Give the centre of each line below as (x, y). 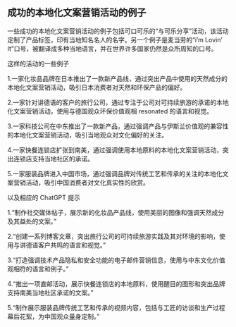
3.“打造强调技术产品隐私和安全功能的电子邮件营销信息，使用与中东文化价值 (116, 260)
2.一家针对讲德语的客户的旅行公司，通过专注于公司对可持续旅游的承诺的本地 (118, 102)
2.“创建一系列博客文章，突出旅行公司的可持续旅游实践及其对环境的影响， (113, 236)
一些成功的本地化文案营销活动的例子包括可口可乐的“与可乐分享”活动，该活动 (118, 31)
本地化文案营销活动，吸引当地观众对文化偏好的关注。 (90, 135)
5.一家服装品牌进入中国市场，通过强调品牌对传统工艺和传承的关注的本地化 (115, 173)
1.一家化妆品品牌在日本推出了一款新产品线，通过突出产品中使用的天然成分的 (117, 78)
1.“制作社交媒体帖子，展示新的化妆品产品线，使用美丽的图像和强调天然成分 (116, 212)
